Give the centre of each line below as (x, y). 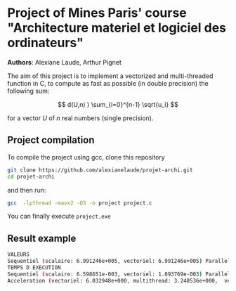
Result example (42, 238)
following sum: (28, 91)
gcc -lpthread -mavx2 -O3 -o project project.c (80, 203)
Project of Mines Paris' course (97, 13)
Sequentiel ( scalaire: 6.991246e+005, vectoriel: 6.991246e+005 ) (105, 261)
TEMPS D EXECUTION (34, 267)
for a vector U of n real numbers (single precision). (80, 118)
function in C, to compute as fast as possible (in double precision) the (108, 83)
